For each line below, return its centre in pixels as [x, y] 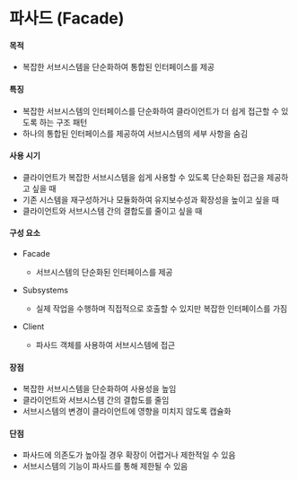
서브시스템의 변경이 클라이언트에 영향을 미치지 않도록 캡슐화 [127, 411]
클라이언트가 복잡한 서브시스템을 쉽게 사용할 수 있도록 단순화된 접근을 [143, 177]
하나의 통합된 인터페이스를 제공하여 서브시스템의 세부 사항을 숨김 [135, 133]
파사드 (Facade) [67, 18]
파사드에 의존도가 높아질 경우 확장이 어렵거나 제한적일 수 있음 [129, 455]
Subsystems [45, 290]
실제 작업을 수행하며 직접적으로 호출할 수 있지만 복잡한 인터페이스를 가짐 [162, 309]
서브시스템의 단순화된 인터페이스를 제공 [104, 272]
